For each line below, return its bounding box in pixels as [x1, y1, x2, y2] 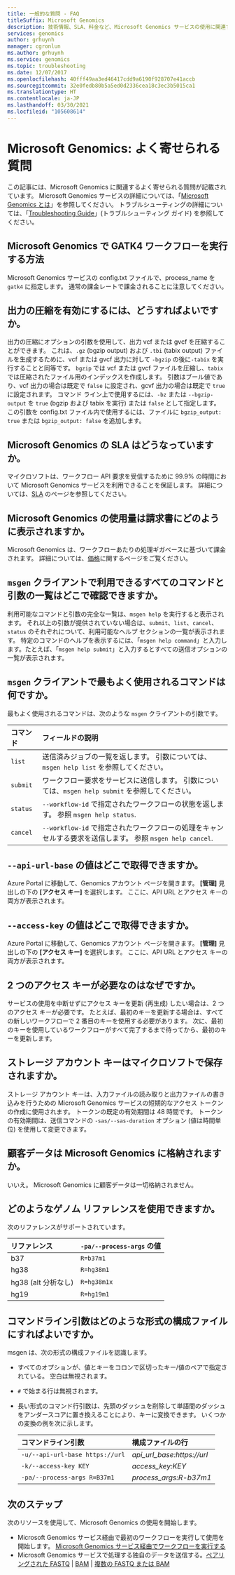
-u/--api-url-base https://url [20, 1451, 126, 1459]
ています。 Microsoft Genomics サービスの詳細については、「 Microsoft [7, 191, 209, 200]
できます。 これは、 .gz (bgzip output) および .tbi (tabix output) [19, 347, 204, 355]
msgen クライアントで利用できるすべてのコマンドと [7, 577, 225, 589]
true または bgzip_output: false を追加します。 [7, 417, 145, 425]
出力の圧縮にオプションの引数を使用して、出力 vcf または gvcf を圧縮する [7, 337, 220, 346]
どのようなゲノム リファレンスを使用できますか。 [7, 1203, 220, 1215]
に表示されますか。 [7, 525, 90, 537]
